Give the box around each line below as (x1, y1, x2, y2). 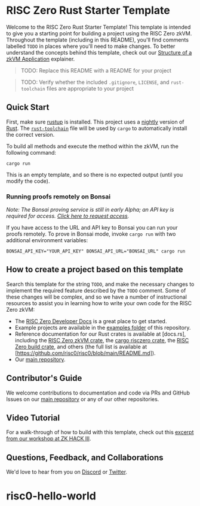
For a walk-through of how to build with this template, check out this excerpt (6, 429, 194, 436)
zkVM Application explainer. (6, 55, 75, 62)
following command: (6, 149, 57, 156)
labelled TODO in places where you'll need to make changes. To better (6, 43, 176, 50)
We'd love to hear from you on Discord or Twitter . (6, 468, 127, 475)
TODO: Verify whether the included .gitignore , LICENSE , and (20, 79, 170, 86)
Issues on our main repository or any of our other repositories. (6, 395, 159, 402)
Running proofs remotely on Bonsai (6, 192, 111, 201)
